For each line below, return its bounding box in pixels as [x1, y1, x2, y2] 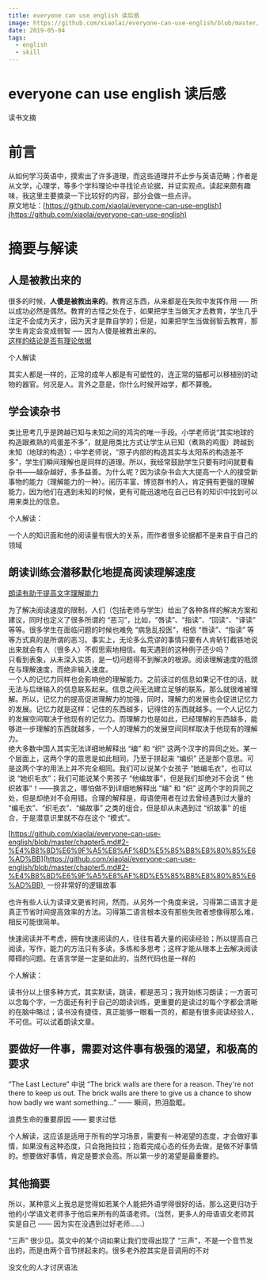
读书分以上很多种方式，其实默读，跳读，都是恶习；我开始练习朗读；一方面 [8, 987, 251, 996]
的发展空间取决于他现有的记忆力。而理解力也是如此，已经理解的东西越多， [8, 714, 251, 723]
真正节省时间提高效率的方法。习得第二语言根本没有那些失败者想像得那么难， [8, 907, 258, 916]
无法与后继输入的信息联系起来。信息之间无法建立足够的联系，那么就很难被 [8, 684, 251, 694]
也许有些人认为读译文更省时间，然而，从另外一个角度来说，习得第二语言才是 [8, 896, 258, 907]
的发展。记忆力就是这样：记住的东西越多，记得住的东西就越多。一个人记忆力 [8, 704, 258, 714]
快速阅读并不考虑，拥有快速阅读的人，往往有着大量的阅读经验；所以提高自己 [8, 934, 258, 943]
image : [8, 19, 30, 27]
